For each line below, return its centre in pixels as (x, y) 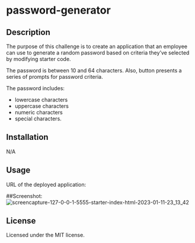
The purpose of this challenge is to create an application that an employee (97, 46)
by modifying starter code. (39, 59)
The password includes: (36, 88)
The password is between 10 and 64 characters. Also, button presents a (94, 71)
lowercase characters (41, 100)
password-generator (58, 10)
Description (28, 32)
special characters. (38, 119)
